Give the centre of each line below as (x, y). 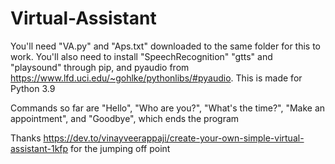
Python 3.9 (33, 88)
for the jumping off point (120, 148)
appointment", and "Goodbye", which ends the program (125, 118)
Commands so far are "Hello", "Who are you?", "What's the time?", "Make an (168, 108)
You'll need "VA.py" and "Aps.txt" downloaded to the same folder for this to (166, 46)
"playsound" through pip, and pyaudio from (100, 67)
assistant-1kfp (39, 148)
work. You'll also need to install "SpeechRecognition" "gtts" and (141, 56)
